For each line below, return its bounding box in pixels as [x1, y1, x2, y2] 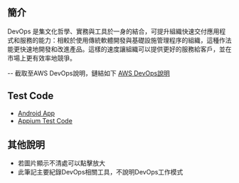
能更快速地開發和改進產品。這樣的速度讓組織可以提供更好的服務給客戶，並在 [7, 45, 232, 53]
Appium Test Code [17, 116, 73, 125]
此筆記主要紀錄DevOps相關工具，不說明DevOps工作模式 [17, 168, 184, 177]
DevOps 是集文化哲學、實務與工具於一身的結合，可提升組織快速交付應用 [7, 27, 220, 36]
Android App [17, 109, 55, 117]
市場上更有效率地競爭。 [7, 53, 76, 62]
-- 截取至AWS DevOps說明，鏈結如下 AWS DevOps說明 [7, 68, 170, 77]
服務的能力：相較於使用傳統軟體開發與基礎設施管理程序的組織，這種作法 [19, 36, 232, 44]
